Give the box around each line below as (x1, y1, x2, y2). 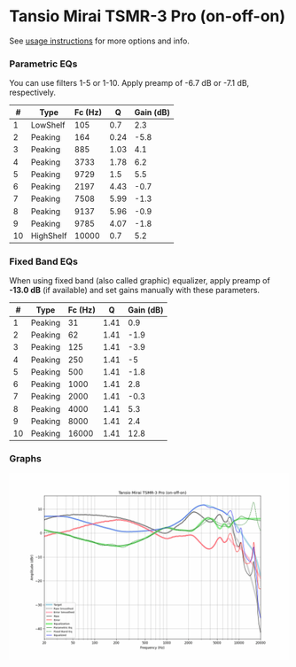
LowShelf (30, 120, 66, 130)
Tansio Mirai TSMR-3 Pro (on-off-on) (9, 6, 286, 27)
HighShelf (30, 230, 67, 241)
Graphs (9, 453, 42, 465)
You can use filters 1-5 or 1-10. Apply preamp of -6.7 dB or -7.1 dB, (9, 78, 250, 89)
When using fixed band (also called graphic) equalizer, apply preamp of (9, 275, 270, 286)
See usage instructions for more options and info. (9, 35, 191, 46)
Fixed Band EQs (9, 255, 78, 268)
